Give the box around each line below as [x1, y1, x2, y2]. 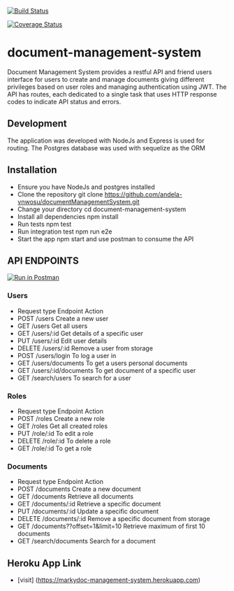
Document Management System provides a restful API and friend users [7, 67, 212, 76]
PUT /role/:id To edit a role [17, 429, 94, 437]
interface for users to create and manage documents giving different [7, 75, 205, 83]
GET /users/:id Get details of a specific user [17, 329, 144, 337]
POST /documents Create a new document [17, 485, 141, 493]
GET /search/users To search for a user [17, 373, 131, 382]
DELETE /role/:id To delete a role [17, 436, 111, 445]
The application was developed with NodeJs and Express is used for [7, 136, 205, 145]
